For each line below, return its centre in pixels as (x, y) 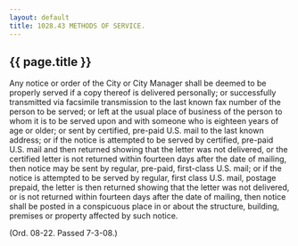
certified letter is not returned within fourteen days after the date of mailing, (148, 159)
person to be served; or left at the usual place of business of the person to (146, 111)
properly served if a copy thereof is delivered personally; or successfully (143, 93)
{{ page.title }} (50, 62)
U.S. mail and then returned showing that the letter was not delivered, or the (149, 150)
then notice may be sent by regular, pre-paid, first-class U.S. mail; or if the (146, 168)
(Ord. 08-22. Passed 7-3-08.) (63, 234)
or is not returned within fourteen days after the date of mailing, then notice (148, 197)
